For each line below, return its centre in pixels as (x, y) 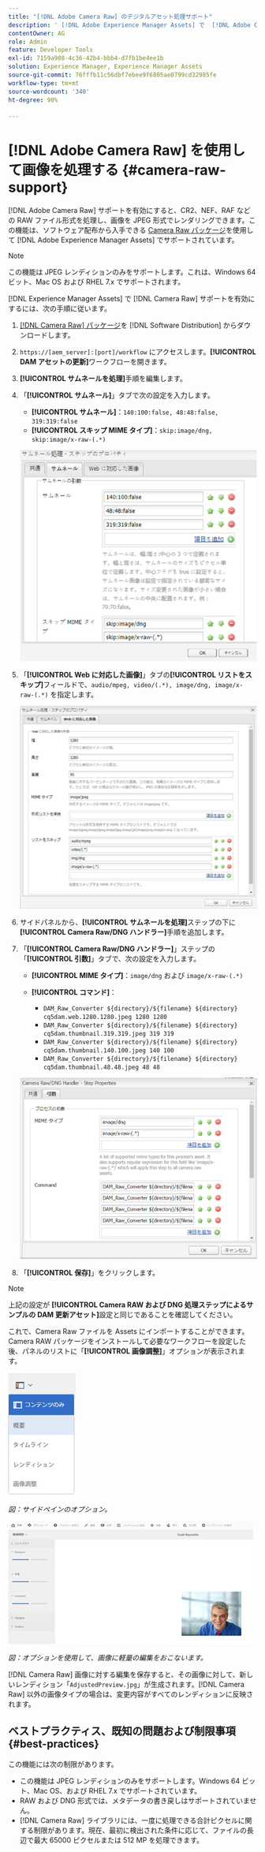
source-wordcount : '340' (49, 91)
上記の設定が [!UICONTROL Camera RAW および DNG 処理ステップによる (127, 1305)
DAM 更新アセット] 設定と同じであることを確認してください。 (137, 1315)
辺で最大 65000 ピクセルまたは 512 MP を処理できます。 (111, 1840)
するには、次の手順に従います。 (60, 308)
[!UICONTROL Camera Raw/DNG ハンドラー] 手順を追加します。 (124, 932)
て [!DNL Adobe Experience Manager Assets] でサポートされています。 (123, 240)
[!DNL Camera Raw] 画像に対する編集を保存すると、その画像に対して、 (124, 1675)
